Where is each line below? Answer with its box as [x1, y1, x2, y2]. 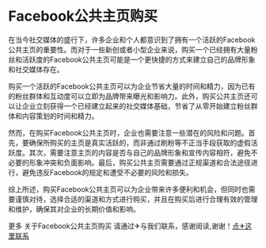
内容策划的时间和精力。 [21, 111, 99, 120]
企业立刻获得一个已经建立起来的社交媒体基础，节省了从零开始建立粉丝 [21, 101, 251, 111]
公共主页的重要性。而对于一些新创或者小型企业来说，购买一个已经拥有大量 [8, 44, 251, 54]
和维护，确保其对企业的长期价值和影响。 [8, 204, 140, 214]
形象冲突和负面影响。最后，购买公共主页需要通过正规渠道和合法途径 [28, 158, 251, 167]
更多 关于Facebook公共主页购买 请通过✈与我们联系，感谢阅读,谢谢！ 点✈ [8, 221, 245, 231]
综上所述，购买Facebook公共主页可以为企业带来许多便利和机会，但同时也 [8, 184, 249, 194]
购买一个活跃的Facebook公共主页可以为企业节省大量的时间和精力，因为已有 [8, 81, 256, 91]
